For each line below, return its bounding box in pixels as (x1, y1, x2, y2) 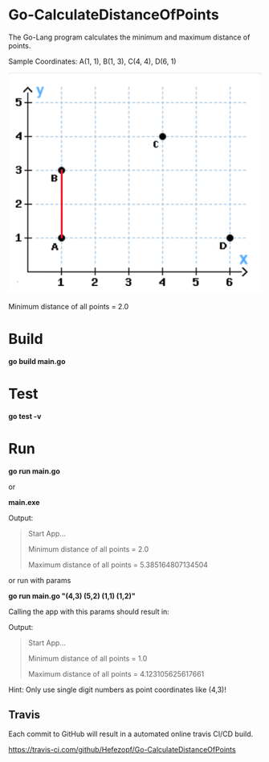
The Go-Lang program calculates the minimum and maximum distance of (8, 32, 251, 42)
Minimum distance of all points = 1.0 (27, 653, 148, 663)
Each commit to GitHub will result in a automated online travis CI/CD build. (8, 729, 254, 739)
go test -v (8, 411, 42, 420)
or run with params (8, 575, 71, 585)
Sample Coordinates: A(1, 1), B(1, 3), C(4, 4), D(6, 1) (8, 56, 177, 66)
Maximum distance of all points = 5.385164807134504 (27, 560, 209, 569)
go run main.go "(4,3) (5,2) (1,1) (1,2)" (8, 590, 136, 601)
